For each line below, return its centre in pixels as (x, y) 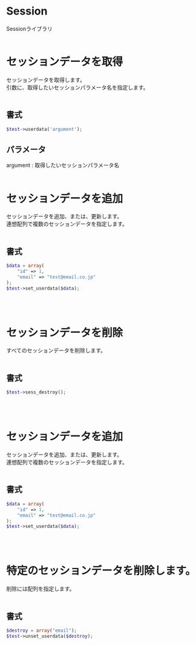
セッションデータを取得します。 (46, 79)
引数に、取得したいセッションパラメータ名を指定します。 (77, 87)
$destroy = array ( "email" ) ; (42, 630)
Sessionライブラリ (29, 28)
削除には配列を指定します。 (41, 589)
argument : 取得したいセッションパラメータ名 (63, 165)
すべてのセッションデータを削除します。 (56, 350)
